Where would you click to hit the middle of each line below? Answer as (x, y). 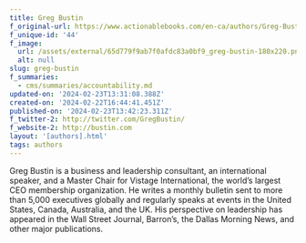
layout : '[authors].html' (58, 137)
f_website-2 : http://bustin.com (71, 128)
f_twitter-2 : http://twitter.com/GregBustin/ (97, 119)
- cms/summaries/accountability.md (85, 86)
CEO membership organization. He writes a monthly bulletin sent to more (146, 190)
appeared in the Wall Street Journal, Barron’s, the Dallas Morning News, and (152, 218)
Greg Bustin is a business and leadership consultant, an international (138, 170)
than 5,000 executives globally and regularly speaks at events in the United (150, 199)
